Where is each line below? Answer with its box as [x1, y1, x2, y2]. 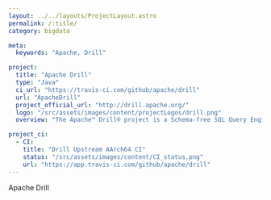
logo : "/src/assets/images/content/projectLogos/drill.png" [15, 108, 222, 117]
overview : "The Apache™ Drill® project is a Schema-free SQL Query [15, 116, 248, 124]
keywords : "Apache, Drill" [15, 49, 106, 57]
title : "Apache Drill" [15, 71, 92, 79]
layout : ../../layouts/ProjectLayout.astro [8, 11, 157, 20]
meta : [8, 41, 27, 49]
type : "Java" [15, 78, 60, 86]
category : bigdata [8, 27, 70, 35]
